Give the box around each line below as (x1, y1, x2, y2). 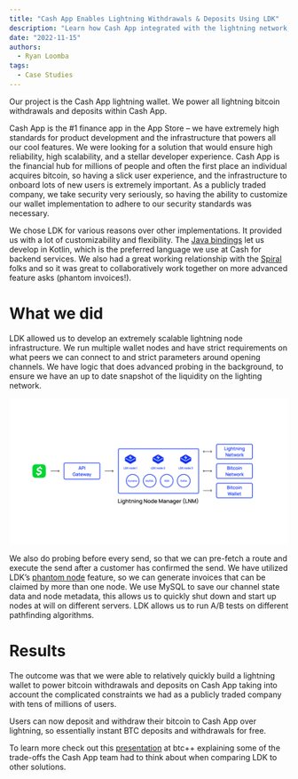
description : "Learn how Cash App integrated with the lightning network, (9, 23, 292, 33)
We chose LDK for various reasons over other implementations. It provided (9, 225, 282, 236)
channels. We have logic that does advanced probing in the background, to (9, 361, 284, 372)
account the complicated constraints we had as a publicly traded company (9, 689, 282, 700)
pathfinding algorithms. (9, 609, 95, 620)
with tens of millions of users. (9, 698, 117, 709)
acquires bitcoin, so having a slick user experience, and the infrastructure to (9, 170, 287, 181)
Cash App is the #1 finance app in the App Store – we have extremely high (9, 123, 279, 133)
